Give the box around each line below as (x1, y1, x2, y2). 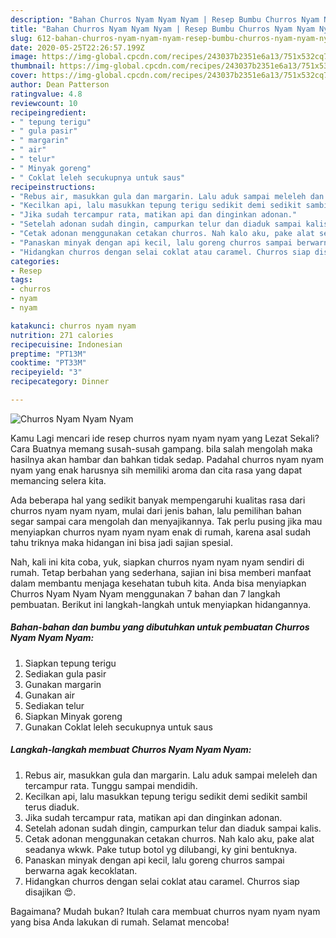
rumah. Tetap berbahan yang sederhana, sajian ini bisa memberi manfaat (10, 566, 312, 578)
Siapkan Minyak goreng (24, 710, 123, 722)
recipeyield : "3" (10, 367, 83, 378)
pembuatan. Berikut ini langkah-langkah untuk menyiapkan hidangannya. (10, 598, 312, 610)
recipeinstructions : (10, 182, 97, 192)
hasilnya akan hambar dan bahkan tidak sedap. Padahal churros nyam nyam (10, 453, 324, 465)
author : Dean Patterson (10, 80, 110, 90)
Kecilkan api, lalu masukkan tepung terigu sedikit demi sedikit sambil (24, 790, 308, 802)
